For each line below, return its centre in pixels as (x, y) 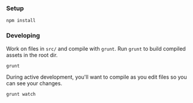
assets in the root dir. (32, 55)
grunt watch (21, 94)
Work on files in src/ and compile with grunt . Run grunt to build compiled (96, 48)
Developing (23, 36)
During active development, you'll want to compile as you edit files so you (96, 77)
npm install (21, 21)
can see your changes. (34, 83)
